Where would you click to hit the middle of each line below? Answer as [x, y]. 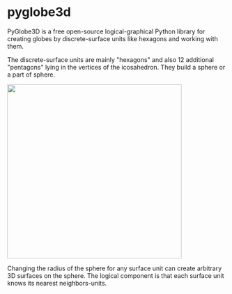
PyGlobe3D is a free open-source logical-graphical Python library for [106, 31]
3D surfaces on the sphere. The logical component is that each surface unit [116, 275]
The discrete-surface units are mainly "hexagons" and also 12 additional [111, 59]
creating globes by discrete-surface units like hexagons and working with [113, 38]
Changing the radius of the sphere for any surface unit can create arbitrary [115, 268]
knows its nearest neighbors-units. [57, 283]
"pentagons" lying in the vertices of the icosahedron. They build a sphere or [116, 67]
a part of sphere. [31, 75]
